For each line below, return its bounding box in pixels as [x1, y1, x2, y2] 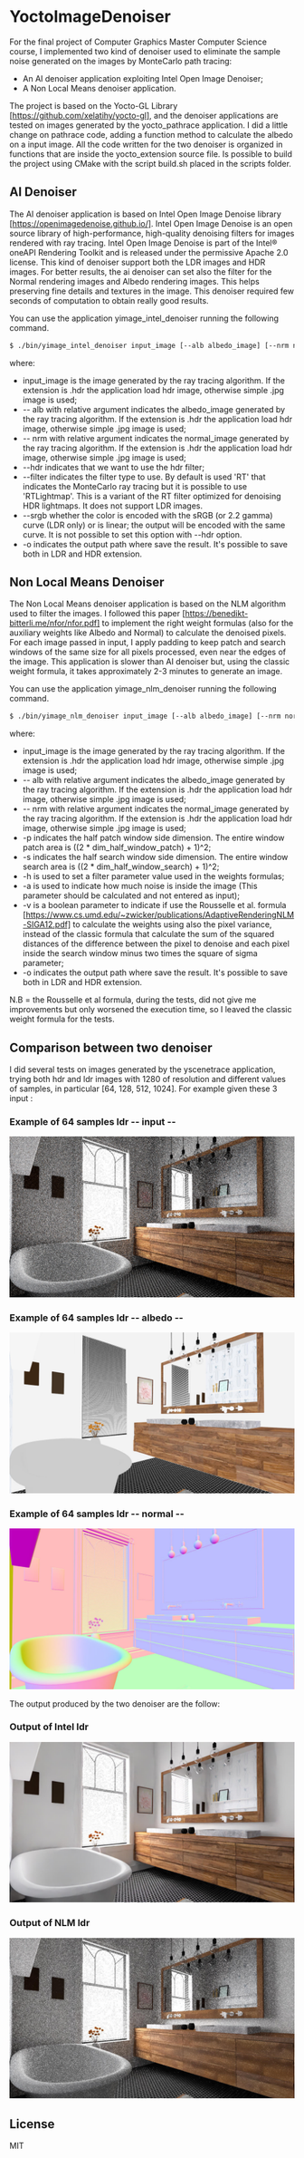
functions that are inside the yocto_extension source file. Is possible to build [9, 148, 292, 160]
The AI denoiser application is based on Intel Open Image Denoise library [9, 208, 282, 219]
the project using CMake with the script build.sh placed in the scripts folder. [9, 158, 292, 169]
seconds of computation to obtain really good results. [9, 295, 210, 305]
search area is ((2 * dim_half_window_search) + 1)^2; [22, 861, 220, 872]
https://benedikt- [185, 608, 249, 619]
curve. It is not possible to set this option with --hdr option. [22, 528, 242, 540]
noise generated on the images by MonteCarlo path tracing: [9, 55, 233, 66]
